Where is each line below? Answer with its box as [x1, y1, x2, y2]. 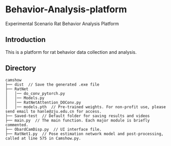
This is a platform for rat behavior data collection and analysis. [5, 49, 137, 55]
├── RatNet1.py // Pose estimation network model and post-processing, [5, 131, 164, 136]
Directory [5, 64, 36, 73]
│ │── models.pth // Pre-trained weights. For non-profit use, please [5, 104, 166, 110]
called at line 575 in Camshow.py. [5, 136, 81, 141]
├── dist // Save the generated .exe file [5, 82, 100, 87]
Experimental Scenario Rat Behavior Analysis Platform [5, 20, 119, 27]
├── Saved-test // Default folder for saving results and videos [5, 113, 150, 118]
